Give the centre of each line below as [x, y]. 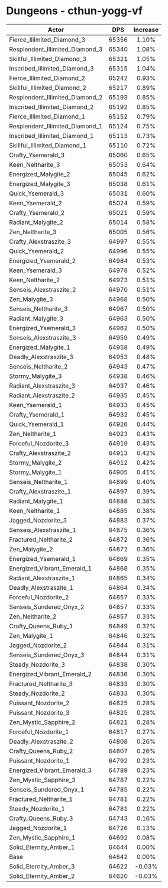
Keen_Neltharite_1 [35, 511]
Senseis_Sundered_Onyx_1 [47, 789]
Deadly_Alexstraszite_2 [41, 741]
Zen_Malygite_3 [31, 299]
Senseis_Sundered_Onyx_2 [47, 606]
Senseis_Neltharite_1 [38, 482]
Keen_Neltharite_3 [35, 164]
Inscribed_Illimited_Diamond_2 [51, 106]
